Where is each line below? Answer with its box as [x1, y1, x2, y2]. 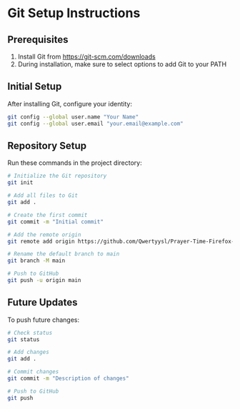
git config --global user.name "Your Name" [7, 113, 139, 121]
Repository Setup [7, 139, 87, 151]
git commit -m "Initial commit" [7, 218, 104, 226]
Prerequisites [7, 34, 69, 46]
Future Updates [7, 296, 78, 308]
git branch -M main [7, 257, 66, 265]
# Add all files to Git [7, 192, 79, 199]
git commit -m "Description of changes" [7, 375, 130, 383]
